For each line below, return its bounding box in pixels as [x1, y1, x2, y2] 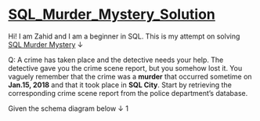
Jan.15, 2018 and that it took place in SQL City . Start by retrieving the [8, 80, 233, 90]
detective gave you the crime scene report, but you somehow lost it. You [8, 63, 243, 72]
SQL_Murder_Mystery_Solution [8, 5, 215, 24]
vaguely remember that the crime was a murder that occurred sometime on [8, 71, 252, 81]
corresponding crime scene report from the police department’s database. [8, 88, 248, 97]
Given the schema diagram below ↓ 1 [8, 104, 129, 113]
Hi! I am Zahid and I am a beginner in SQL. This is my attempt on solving [8, 31, 240, 41]
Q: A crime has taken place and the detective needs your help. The [8, 55, 224, 64]
